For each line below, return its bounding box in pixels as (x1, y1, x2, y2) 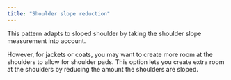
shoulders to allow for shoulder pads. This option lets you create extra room (7, 57, 225, 66)
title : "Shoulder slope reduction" (7, 10, 111, 17)
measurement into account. (7, 36, 86, 45)
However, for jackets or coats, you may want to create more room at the (7, 50, 214, 58)
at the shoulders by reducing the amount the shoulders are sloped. (7, 65, 198, 73)
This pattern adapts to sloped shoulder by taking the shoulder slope (7, 29, 202, 38)
